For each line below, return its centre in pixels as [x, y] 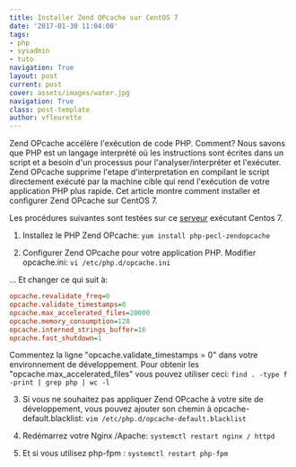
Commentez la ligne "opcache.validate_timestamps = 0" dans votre [134, 355]
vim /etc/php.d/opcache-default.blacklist [166, 419]
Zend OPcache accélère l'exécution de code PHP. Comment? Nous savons [147, 144]
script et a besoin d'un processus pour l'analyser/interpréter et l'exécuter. [145, 163]
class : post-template [50, 110]
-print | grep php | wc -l [60, 383]
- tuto [22, 59]
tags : [19, 34]
